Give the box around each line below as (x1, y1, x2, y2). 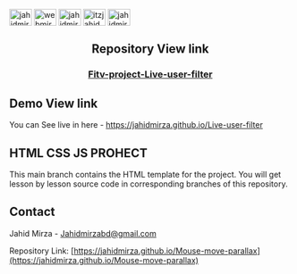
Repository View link (91, 41, 209, 57)
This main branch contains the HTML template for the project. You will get (9, 169, 282, 179)
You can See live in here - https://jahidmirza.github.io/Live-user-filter (9, 120, 264, 130)
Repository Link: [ (9, 245, 74, 256)
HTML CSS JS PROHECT (9, 145, 148, 161)
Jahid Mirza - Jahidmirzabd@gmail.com (9, 228, 157, 238)
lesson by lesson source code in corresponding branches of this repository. (9, 179, 288, 189)
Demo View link (9, 95, 98, 111)
